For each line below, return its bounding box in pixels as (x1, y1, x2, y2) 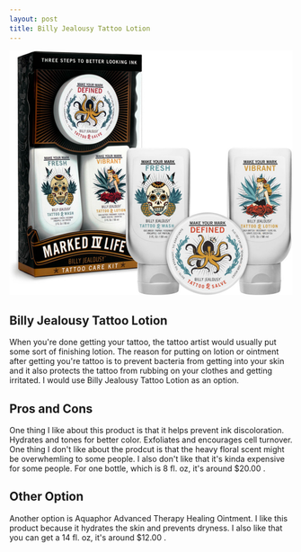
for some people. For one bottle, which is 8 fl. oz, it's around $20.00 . (9, 463, 266, 474)
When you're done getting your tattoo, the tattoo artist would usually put (9, 337, 277, 348)
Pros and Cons (9, 401, 93, 416)
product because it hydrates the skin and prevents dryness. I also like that (9, 522, 283, 533)
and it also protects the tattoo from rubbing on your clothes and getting (9, 365, 272, 377)
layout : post (9, 14, 58, 23)
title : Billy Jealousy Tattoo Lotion (9, 23, 151, 33)
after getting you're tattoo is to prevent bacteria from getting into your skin (9, 356, 285, 367)
